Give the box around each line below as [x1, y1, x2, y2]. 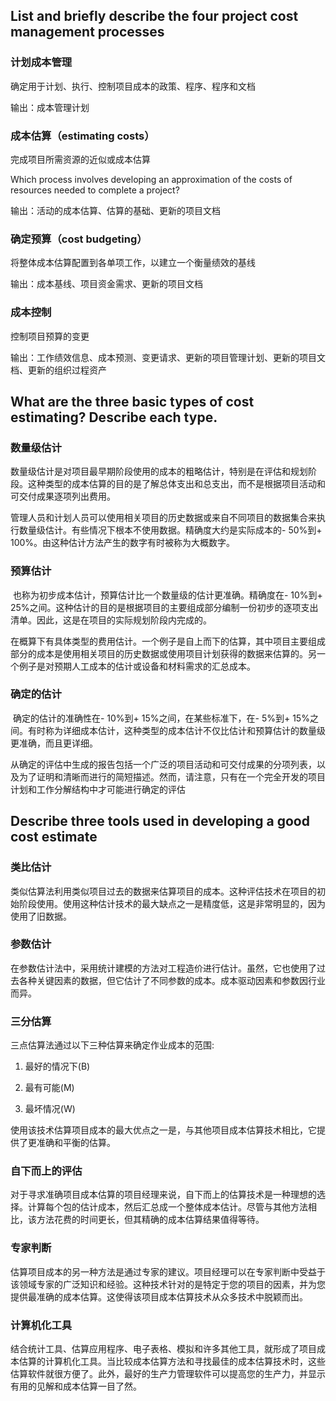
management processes [10, 24, 165, 41]
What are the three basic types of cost [10, 393, 255, 410]
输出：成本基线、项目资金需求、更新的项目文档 [10, 278, 203, 290]
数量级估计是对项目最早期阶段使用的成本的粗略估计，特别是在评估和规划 [10, 465, 308, 478]
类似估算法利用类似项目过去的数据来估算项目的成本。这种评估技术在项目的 [10, 885, 317, 897]
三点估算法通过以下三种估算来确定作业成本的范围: [10, 1039, 215, 1051]
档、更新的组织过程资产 [10, 364, 107, 376]
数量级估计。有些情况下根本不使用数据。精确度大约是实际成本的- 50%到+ [18, 524, 323, 536]
